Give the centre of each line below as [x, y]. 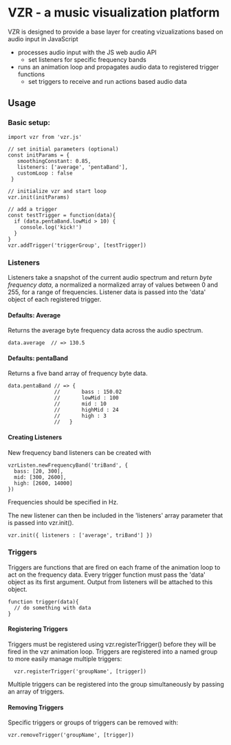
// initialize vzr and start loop [57, 191]
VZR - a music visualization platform [114, 13]
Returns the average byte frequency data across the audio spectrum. [106, 331]
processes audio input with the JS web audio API [87, 52]
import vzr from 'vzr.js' [45, 137]
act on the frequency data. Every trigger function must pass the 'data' [107, 575]
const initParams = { [39, 155]
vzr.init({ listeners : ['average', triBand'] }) [80, 535]
